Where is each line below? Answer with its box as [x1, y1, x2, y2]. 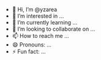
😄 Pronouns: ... [12, 41, 52, 48]
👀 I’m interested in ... [12, 12, 64, 20]
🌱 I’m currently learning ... [12, 19, 78, 26]
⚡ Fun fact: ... [12, 48, 46, 55]
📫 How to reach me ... [12, 32, 69, 39]
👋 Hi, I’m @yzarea [12, 6, 58, 13]
